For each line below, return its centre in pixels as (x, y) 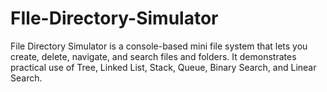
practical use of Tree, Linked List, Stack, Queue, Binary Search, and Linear (163, 67)
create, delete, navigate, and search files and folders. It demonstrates (153, 56)
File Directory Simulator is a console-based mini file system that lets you (159, 46)
